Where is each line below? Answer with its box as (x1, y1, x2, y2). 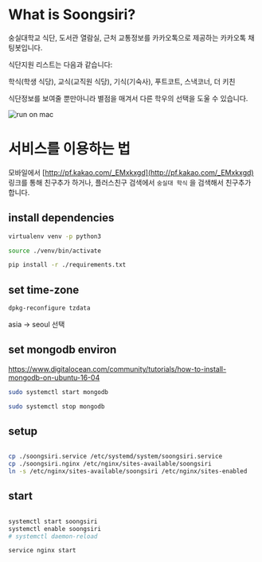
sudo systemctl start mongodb (8, 388, 109, 396)
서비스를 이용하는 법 (8, 140, 131, 158)
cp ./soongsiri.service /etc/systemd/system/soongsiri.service (8, 452, 223, 461)
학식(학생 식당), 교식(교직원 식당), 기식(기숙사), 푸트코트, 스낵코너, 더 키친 (8, 76, 236, 86)
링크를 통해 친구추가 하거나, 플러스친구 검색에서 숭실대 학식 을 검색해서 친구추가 (8, 178, 252, 187)
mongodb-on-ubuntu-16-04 (8, 373, 100, 382)
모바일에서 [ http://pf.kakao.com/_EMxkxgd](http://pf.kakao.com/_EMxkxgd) (8, 167, 254, 177)
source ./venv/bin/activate (8, 247, 102, 255)
